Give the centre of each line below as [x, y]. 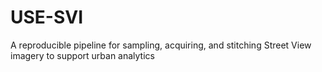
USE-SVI [47, 17]
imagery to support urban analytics [82, 55]
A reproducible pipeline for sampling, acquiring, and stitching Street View [161, 45]
